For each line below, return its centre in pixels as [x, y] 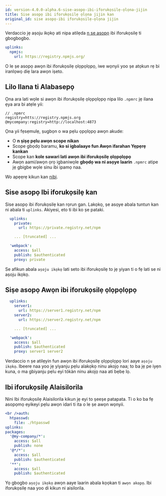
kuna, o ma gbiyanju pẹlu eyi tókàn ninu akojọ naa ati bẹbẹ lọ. [68, 372]
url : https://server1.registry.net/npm [59, 310]
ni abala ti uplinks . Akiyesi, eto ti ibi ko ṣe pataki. [55, 209]
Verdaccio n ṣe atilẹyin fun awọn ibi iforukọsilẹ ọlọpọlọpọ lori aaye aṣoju [79, 361]
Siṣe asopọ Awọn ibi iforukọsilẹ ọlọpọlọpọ [71, 290]
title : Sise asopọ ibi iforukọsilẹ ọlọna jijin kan [59, 14]
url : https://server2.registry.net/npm [59, 320]
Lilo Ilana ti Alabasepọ [40, 87]
